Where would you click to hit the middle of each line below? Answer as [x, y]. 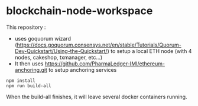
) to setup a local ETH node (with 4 [150, 51]
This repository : [26, 27]
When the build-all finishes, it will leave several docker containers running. [97, 97]
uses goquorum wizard [43, 38]
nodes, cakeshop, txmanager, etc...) [59, 57]
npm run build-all [29, 86]
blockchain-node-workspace [79, 11]
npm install [21, 81]
